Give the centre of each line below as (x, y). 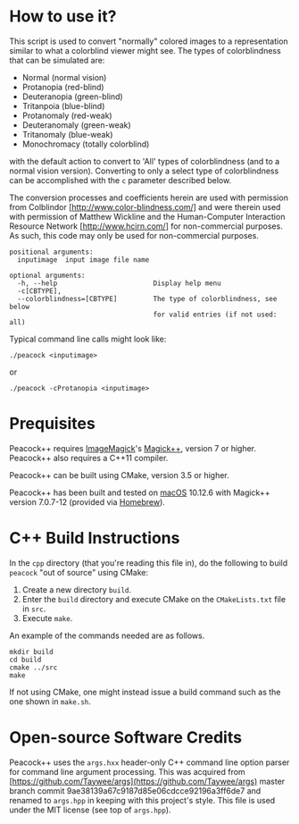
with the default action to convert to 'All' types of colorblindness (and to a (145, 161)
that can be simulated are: (57, 60)
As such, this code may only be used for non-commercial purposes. (134, 235)
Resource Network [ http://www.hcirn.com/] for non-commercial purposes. (146, 226)
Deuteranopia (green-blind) (72, 97)
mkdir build (31, 652)
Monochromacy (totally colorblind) (86, 144)
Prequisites (52, 424)
